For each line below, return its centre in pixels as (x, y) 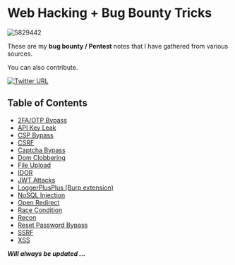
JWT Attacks (36, 180)
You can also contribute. (43, 67)
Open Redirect (38, 202)
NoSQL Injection (41, 195)
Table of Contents (48, 103)
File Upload (34, 165)
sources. (20, 54)
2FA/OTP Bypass (42, 120)
